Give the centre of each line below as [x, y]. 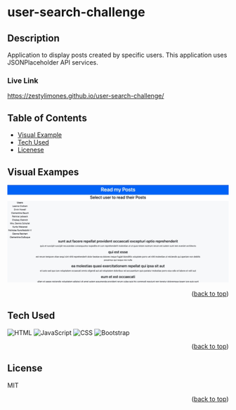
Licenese [31, 150]
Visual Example [40, 135]
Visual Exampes [43, 172]
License [25, 368]
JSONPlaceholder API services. [53, 62]
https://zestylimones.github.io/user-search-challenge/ [86, 96]
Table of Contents [47, 118]
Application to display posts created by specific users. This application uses [117, 55]
